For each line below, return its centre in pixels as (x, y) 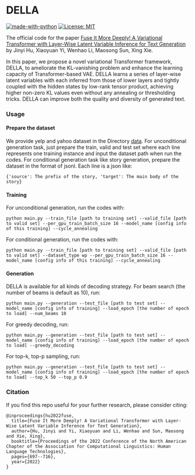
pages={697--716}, (34, 457)
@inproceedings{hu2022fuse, (40, 416)
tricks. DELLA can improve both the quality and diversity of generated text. (96, 99)
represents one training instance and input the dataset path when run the (94, 153)
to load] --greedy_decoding (40, 346)
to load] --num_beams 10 (36, 314)
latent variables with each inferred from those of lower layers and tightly (93, 80)
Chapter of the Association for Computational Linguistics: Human (88, 446)
